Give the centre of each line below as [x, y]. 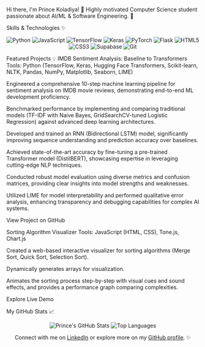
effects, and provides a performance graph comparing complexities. [92, 287]
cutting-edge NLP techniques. [44, 165]
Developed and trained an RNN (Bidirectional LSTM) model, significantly [97, 134]
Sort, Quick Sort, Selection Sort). [47, 257]
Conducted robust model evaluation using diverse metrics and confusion [98, 177]
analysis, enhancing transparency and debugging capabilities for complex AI [103, 202]
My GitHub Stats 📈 [31, 311]
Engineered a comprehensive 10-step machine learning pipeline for [91, 84]
